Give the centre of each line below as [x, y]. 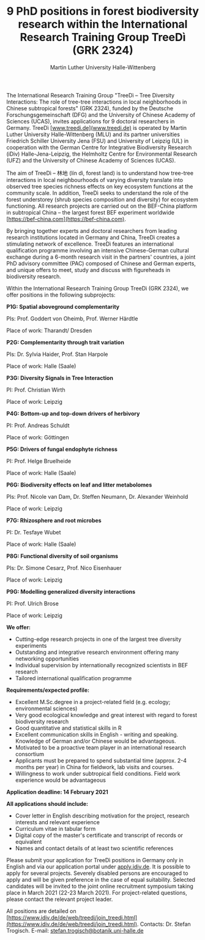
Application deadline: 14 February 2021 [57, 792]
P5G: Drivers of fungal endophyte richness [62, 449]
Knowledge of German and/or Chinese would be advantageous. [95, 741]
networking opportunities [47, 658]
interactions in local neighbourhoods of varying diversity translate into [95, 180]
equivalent [28, 841]
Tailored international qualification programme [73, 678]
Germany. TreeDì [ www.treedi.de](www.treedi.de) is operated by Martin [97, 127]
